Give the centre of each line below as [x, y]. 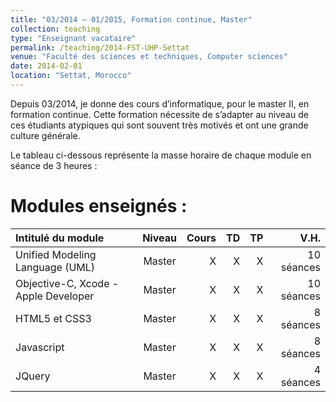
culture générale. [45, 135]
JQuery [33, 376]
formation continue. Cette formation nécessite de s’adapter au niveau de [159, 114]
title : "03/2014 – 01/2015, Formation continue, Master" [131, 19]
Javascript [40, 347]
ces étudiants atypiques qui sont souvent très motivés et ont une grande [159, 125]
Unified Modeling [56, 254]
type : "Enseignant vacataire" [73, 38]
